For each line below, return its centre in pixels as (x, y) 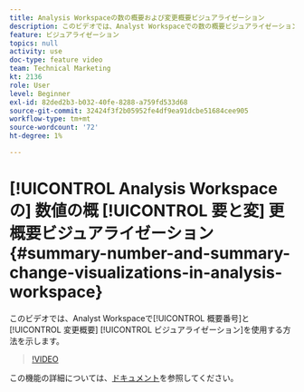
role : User (30, 85)
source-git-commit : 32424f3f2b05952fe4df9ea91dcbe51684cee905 (129, 111)
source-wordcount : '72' (54, 128)
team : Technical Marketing (60, 69)
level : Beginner (40, 93)
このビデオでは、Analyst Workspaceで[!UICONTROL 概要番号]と (130, 318)
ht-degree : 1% (36, 136)
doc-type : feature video (56, 60)
